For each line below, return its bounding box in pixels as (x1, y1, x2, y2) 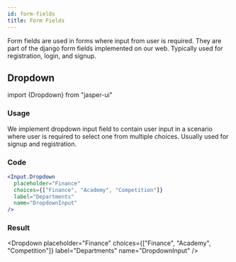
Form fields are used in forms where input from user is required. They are (7, 36, 222, 45)
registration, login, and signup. (7, 51, 97, 60)
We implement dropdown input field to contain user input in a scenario (7, 125, 213, 133)
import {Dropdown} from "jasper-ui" (7, 91, 113, 99)
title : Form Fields (7, 17, 65, 24)
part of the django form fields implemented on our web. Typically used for (7, 44, 223, 52)
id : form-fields (7, 10, 55, 18)
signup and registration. (7, 139, 77, 148)
